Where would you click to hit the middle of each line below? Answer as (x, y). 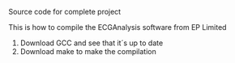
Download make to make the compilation (88, 51)
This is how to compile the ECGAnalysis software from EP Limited (117, 27)
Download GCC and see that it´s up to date (92, 43)
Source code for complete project (65, 12)
